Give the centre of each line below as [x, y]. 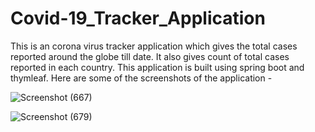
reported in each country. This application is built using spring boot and [157, 67]
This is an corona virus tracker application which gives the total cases [154, 46]
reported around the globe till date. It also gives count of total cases [150, 56]
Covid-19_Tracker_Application [138, 18]
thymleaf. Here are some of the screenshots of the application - [141, 78]
